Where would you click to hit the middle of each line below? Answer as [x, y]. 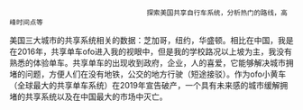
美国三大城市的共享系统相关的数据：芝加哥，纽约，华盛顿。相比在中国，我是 [151, 40]
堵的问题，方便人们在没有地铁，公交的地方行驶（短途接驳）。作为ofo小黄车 [148, 74]
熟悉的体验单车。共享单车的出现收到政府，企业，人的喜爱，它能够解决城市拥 [151, 63]
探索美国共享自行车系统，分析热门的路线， [214, 13]
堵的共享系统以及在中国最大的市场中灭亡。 [88, 96]
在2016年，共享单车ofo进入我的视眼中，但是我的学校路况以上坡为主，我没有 [151, 51]
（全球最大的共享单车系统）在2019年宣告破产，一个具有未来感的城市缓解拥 [149, 85]
